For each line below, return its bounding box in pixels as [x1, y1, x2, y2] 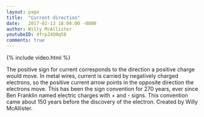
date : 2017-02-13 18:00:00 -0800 [6, 20, 97, 26]
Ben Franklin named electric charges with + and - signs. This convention [6, 92, 188, 99]
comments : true [6, 37, 45, 43]
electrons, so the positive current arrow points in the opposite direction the [6, 79, 194, 86]
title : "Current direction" [6, 15, 80, 21]
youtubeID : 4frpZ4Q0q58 [6, 32, 67, 38]
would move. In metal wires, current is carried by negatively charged [6, 73, 178, 79]
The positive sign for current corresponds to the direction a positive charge [6, 66, 195, 73]
